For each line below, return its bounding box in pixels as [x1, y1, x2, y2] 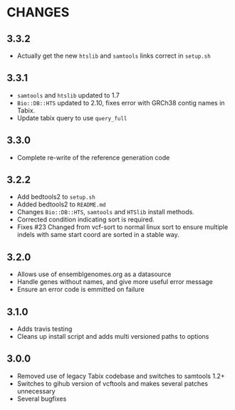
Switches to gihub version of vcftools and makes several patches [16, 379, 208, 388]
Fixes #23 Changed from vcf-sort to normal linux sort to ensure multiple [16, 223, 229, 231]
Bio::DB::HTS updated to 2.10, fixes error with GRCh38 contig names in [16, 98, 225, 107]
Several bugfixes [16, 394, 67, 403]
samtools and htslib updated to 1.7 [16, 90, 120, 100]
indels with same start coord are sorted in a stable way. [16, 231, 179, 239]
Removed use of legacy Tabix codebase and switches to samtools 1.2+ [16, 372, 225, 380]
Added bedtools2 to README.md [16, 200, 106, 209]
